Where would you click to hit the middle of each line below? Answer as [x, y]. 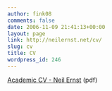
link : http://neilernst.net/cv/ [55, 40]
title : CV [22, 54]
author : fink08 [30, 14]
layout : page [26, 34]
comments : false [31, 20]
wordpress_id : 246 [34, 60]
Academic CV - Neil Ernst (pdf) [52, 80]
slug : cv [20, 47]
